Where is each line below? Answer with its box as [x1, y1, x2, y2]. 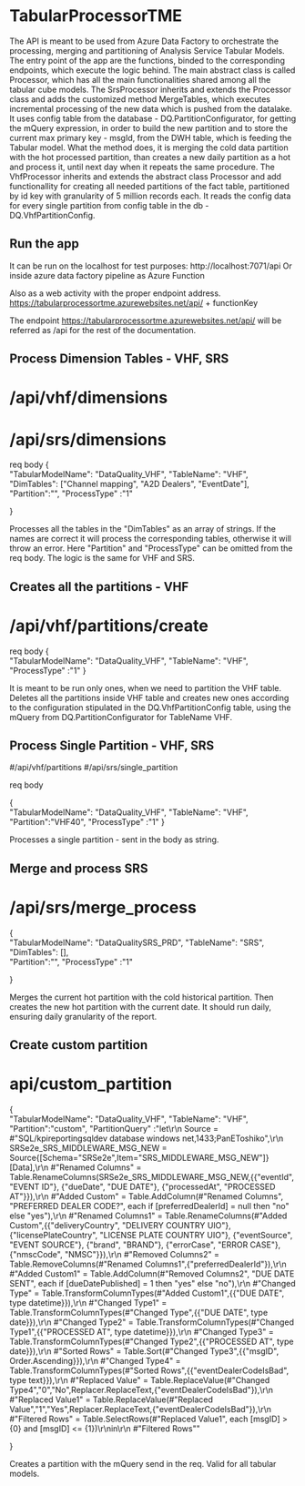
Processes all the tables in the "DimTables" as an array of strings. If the [9, 524, 276, 534]
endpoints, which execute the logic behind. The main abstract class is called [9, 65, 296, 76]
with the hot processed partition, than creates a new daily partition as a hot [9, 151, 291, 162]
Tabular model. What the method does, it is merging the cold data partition [9, 142, 289, 153]
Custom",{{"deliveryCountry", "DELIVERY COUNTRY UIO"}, [9, 1220, 232, 1231]
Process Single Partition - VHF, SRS [9, 738, 215, 753]
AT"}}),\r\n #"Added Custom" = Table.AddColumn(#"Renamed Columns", [9, 1191, 284, 1202]
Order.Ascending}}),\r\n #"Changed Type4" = [9, 1356, 181, 1367]
